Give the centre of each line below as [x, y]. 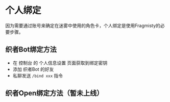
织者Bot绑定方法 [31, 50]
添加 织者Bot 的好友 [33, 69]
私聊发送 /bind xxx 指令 [38, 75]
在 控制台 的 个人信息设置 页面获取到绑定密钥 [60, 63]
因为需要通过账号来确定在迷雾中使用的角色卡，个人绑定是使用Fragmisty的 [83, 25]
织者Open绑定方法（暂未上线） [54, 93]
